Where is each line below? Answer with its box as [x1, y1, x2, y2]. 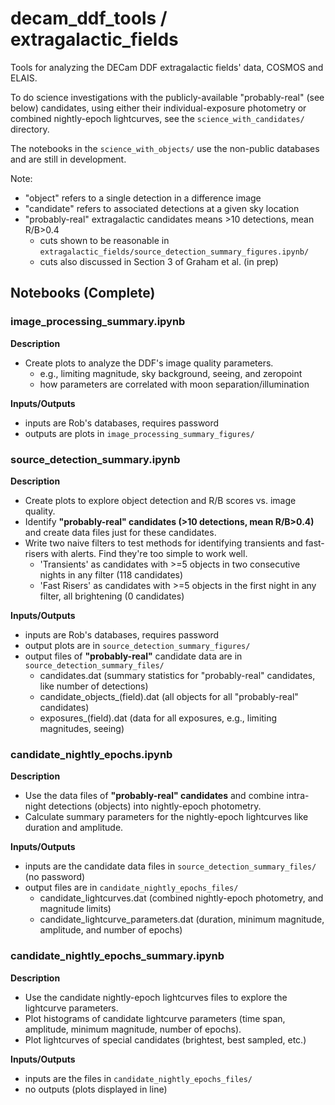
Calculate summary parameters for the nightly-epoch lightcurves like [24, 811, 309, 823]
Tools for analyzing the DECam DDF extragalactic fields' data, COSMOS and [10, 61, 324, 73]
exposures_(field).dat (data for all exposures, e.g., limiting [39, 712, 278, 724]
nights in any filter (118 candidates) [39, 568, 184, 581]
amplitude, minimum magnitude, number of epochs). [24, 1023, 242, 1035]
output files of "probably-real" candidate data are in [24, 650, 243, 662]
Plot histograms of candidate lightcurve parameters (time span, [24, 1012, 286, 1024]
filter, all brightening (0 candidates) [39, 590, 185, 602]
